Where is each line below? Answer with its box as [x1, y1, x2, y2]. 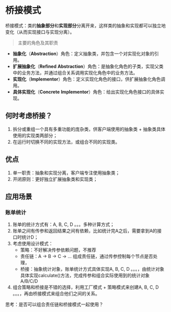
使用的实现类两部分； [12, 132, 58, 138]
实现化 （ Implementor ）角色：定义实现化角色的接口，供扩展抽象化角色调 [12, 76, 165, 82]
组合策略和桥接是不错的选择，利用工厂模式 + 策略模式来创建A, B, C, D [12, 284, 159, 291]
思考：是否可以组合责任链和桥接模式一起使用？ [5, 301, 103, 307]
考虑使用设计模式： [12, 241, 53, 247]
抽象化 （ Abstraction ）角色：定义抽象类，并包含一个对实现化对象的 [12, 50, 155, 57]
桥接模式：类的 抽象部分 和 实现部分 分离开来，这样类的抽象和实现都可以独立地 [5, 22, 166, 29]
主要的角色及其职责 [17, 39, 59, 46]
